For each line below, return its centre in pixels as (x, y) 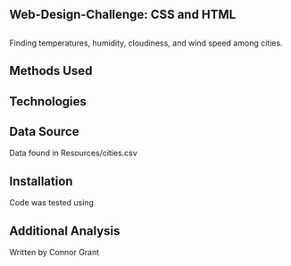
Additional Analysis (65, 231)
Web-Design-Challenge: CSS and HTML (123, 15)
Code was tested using (51, 203)
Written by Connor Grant (54, 252)
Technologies (48, 101)
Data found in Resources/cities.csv (74, 153)
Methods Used (51, 71)
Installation (41, 181)
